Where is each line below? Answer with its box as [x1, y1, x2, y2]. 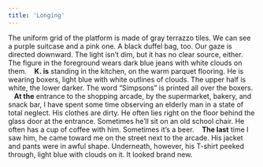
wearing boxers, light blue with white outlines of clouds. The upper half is [8, 74, 246, 84]
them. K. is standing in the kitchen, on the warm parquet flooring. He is [8, 66, 244, 75]
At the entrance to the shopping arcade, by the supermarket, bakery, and [13, 91, 252, 100]
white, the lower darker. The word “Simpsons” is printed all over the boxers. [8, 83, 254, 93]
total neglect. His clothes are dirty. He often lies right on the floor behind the [8, 107, 255, 118]
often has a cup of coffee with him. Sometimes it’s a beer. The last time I [8, 125, 250, 134]
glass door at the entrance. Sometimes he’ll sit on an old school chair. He [8, 116, 245, 125]
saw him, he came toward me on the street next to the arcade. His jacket [8, 133, 243, 142]
